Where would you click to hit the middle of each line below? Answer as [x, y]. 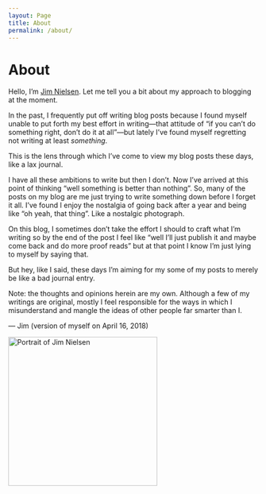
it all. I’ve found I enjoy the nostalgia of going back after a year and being [127, 205]
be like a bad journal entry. [52, 278]
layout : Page [30, 15]
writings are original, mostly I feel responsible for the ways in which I [120, 302]
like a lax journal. [36, 164]
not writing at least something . [58, 141]
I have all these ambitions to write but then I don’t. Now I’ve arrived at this [128, 180]
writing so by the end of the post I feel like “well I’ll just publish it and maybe [132, 237]
